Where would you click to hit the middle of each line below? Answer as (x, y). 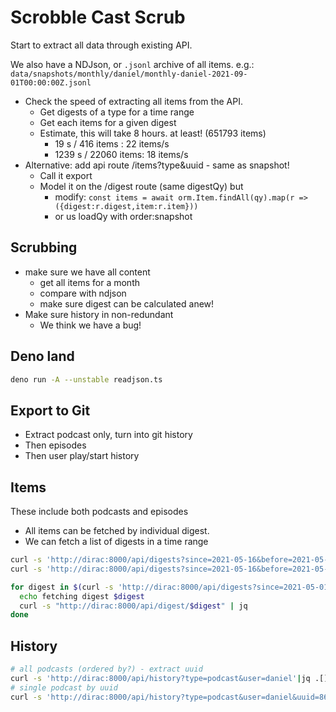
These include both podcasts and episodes (99, 512)
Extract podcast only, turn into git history (108, 435)
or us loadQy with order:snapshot (123, 216)
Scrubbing (44, 247)
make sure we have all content (87, 272)
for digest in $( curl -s (62, 587)
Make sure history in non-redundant (99, 314)
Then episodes (55, 445)
